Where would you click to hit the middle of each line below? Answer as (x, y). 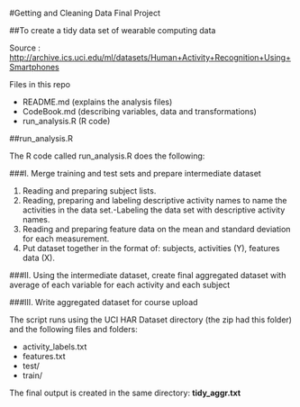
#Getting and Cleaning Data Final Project (85, 13)
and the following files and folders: (73, 329)
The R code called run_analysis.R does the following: (107, 156)
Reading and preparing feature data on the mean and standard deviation (156, 229)
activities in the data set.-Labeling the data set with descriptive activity (154, 210)
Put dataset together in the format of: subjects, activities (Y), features (151, 248)
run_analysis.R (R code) (66, 121)
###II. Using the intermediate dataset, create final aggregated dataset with (148, 275)
